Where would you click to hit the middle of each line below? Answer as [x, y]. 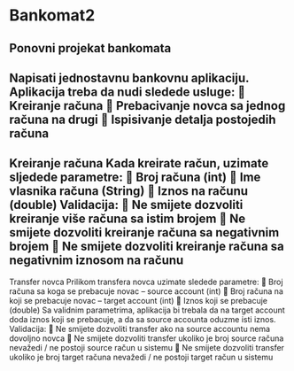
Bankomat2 [52, 15]
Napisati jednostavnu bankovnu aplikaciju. [129, 77]
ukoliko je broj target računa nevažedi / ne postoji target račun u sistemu [141, 357]
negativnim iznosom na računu [97, 261]
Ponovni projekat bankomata [90, 48]
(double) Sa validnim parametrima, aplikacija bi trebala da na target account [147, 310]
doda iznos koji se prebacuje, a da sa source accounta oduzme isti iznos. [143, 319]
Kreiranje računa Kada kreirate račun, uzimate [139, 163]
